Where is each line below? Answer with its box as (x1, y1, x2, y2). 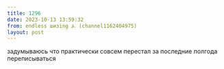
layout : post (7, 28, 44, 36)
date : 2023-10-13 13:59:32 (7, 16, 84, 23)
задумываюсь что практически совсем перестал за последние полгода (7, 47, 218, 55)
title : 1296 (7, 9, 41, 17)
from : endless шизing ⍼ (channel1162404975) (7, 22, 137, 29)
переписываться (7, 55, 57, 63)
